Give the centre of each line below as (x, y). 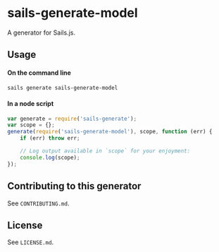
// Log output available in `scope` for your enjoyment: (105, 151)
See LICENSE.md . (31, 242)
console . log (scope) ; (50, 157)
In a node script (31, 103)
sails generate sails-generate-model (63, 88)
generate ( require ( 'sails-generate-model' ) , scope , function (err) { (110, 132)
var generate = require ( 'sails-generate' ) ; (72, 119)
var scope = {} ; (31, 125)
